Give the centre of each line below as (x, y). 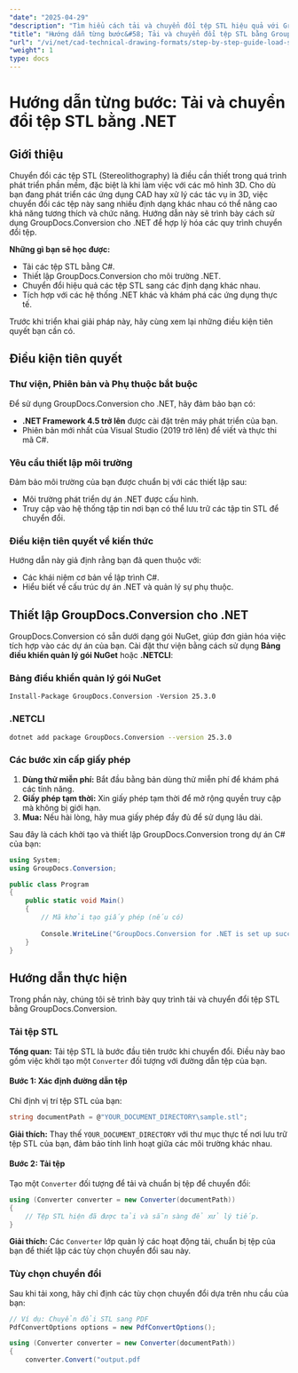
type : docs (29, 59)
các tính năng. (48, 789)
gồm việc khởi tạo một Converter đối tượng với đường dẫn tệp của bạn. (138, 1060)
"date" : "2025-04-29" (49, 17)
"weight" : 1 (31, 51)
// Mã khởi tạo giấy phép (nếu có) (113, 917)
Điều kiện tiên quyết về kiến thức (81, 541)
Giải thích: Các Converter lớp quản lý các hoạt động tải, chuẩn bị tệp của (143, 1242)
